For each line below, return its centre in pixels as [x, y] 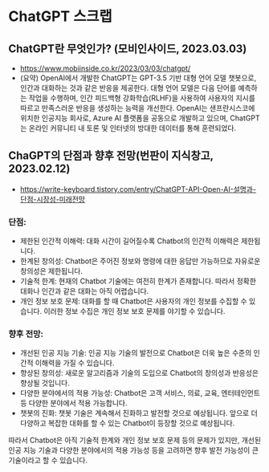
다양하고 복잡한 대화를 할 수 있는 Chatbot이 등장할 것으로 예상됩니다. [127, 423]
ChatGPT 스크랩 [60, 16]
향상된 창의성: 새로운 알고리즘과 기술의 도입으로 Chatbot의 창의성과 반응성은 [139, 373]
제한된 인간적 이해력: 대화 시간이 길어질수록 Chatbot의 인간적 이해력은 [129, 241]
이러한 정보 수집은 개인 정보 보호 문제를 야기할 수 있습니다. [134, 311]
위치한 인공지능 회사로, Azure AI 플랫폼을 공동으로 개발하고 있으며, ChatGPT [140, 118]
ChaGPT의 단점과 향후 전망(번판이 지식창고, [111, 156]
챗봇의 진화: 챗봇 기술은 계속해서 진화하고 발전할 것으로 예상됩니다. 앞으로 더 [139, 413]
